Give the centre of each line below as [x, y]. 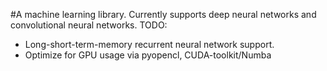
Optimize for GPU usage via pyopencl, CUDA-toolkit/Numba [148, 55]
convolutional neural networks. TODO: [89, 25]
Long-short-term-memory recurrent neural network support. [149, 44]
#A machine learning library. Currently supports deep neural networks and [163, 14]
